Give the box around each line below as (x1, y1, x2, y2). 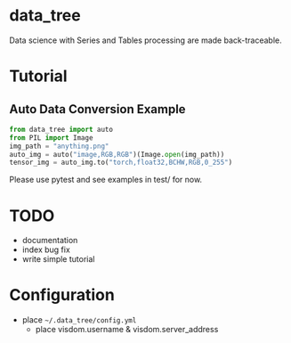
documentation (21, 235, 78, 246)
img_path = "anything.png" (9, 142, 109, 151)
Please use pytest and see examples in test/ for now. (9, 175, 203, 185)
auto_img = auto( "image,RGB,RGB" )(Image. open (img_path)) (9, 150, 225, 159)
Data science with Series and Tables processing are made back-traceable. (9, 35, 282, 45)
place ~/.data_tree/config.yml (21, 314, 137, 325)
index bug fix (21, 244, 71, 255)
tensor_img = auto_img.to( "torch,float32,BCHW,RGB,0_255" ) (9, 158, 233, 167)
